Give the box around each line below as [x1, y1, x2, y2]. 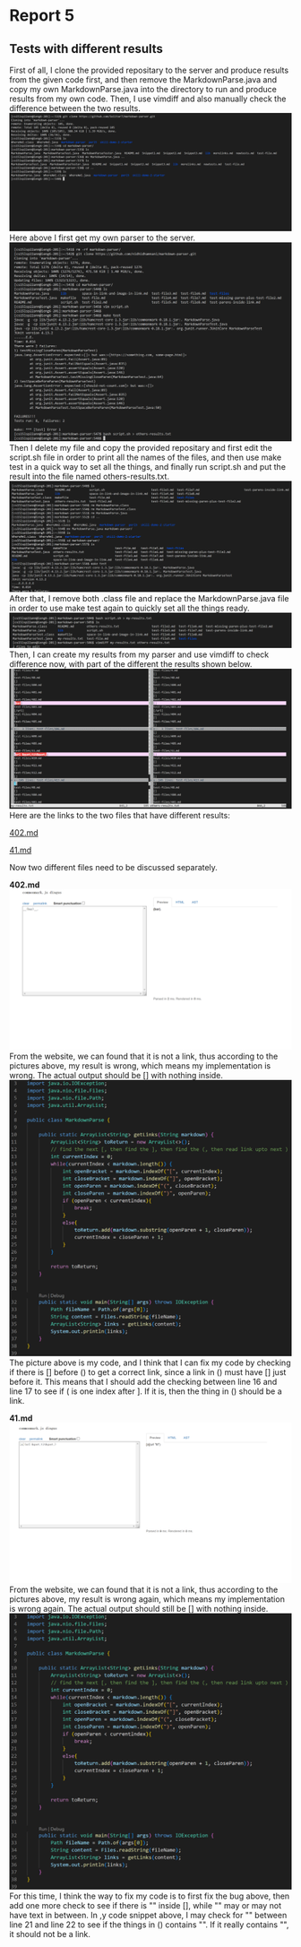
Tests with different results [9, 41, 164, 56]
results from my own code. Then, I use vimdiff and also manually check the [9, 93, 287, 104]
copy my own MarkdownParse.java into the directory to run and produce [9, 84, 278, 94]
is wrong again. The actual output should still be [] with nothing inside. [9, 1604, 269, 1614]
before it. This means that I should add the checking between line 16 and [9, 1376, 278, 1387]
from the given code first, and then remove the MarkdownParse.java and [9, 74, 278, 85]
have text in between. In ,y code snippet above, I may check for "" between [9, 1910, 288, 1921]
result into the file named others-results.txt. [9, 471, 170, 481]
